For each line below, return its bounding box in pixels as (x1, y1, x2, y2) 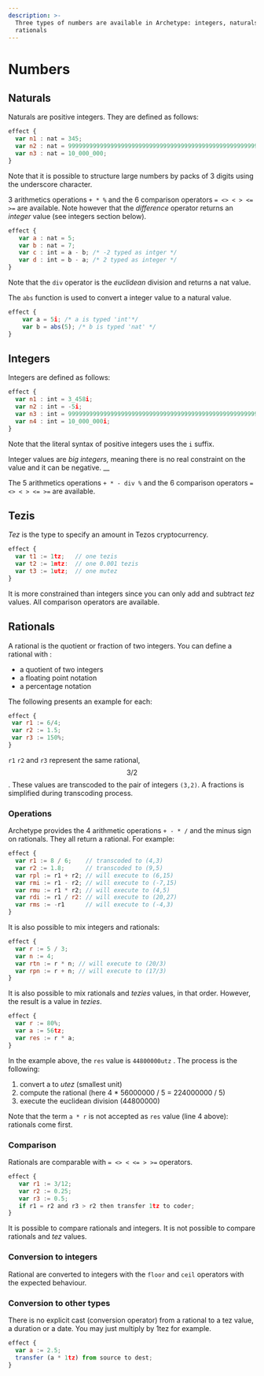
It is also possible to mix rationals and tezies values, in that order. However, (8, 988, 251, 998)
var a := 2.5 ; (15, 1346, 61, 1354)
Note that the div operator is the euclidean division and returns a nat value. (8, 277, 251, 287)
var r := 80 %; (15, 1020, 61, 1028)
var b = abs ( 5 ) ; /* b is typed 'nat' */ (22, 322, 156, 331)
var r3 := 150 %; (11, 734, 65, 742)
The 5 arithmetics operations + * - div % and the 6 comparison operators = (8, 478, 254, 487)
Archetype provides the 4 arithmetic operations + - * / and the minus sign (8, 826, 251, 835)
